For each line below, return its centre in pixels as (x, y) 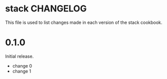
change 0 (22, 66)
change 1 (22, 71)
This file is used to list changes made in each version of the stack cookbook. (84, 22)
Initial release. (19, 56)
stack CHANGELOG (46, 9)
